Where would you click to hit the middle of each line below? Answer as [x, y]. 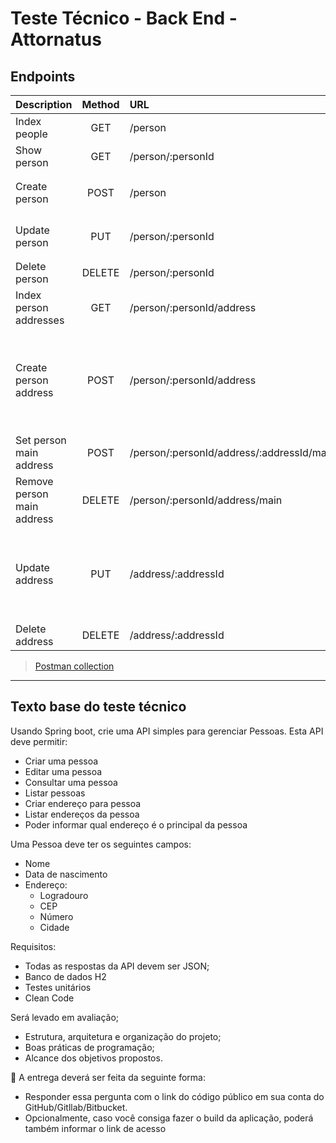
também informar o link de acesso [95, 1128]
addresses [40, 320]
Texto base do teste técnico [98, 707]
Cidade [54, 927]
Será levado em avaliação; [64, 1017]
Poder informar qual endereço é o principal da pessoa [136, 824]
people [31, 134]
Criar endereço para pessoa [83, 803]
